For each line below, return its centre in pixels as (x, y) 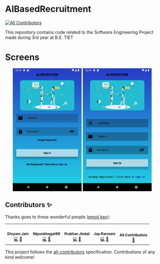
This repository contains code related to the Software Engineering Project (79, 32)
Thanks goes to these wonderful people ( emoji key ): (58, 217)
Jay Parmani (105, 234)
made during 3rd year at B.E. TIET (39, 37)
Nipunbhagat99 (46, 234)
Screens (22, 57)
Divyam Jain (18, 234)
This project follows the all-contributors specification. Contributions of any (80, 252)
